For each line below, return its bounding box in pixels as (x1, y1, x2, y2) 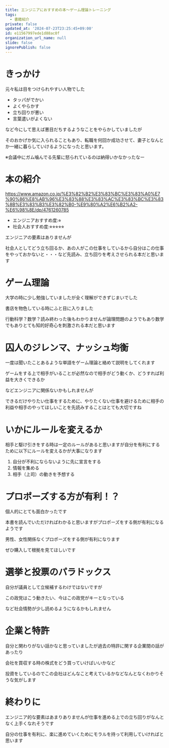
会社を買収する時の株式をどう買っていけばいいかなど (5, 660, 116, 666)
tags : (5, 12, 17, 17)
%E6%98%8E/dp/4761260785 (5, 206, 69, 212)
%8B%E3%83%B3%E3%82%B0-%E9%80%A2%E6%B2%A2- (5, 201, 138, 207)
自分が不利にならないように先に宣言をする (12, 459, 101, 465)
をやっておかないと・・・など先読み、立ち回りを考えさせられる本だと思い (5, 251, 160, 257)
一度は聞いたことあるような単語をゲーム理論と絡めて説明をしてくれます (5, 359, 155, 366)
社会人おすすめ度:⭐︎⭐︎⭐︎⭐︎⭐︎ (12, 223, 65, 230)
